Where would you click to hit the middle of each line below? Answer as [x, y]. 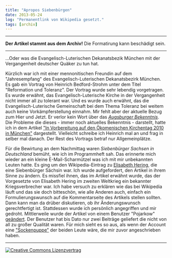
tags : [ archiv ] [21, 24]
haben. [13, 236]
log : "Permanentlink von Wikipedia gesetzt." [55, 19]
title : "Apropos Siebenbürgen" [39, 10]
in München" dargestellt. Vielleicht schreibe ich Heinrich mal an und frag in [84, 133]
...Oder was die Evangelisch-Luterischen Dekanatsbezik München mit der [83, 58]
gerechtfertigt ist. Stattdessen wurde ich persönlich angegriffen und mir [81, 208]
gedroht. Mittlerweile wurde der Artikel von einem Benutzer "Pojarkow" [80, 214]
